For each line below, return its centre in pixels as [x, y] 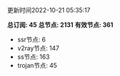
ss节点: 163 [33, 57]
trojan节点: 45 [37, 65]
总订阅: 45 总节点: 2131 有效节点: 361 [60, 25]
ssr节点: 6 [32, 39]
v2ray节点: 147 [38, 48]
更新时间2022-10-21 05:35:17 [49, 10]
